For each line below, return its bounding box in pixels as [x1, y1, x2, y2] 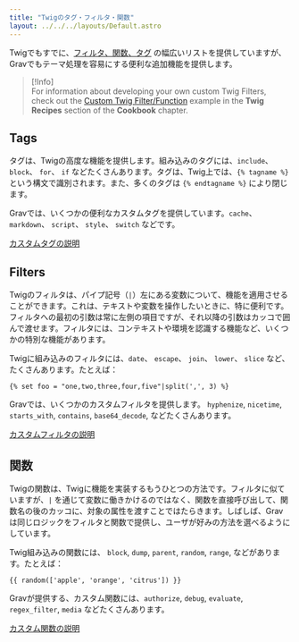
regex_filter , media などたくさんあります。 [9, 604, 170, 614]
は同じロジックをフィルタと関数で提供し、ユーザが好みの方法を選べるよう [9, 516, 283, 528]
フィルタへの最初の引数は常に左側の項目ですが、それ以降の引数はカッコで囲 [9, 312, 291, 323]
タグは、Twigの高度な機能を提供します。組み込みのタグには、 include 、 [9, 156, 274, 166]
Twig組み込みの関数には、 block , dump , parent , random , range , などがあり [9, 546, 273, 557]
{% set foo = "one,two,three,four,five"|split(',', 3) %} [9, 382, 229, 392]
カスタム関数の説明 [9, 622, 80, 633]
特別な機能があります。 [24, 334, 111, 345]
